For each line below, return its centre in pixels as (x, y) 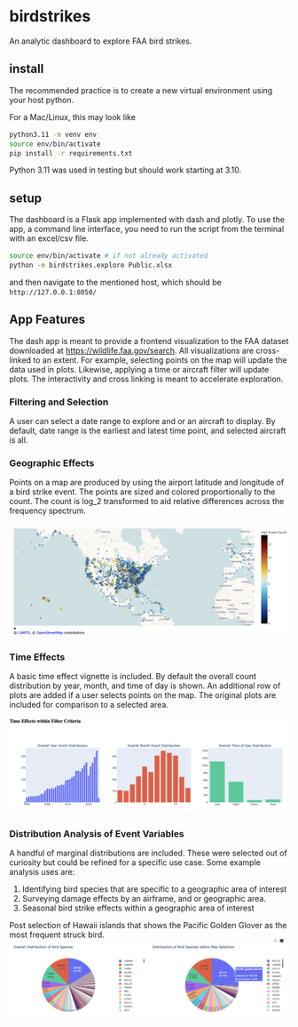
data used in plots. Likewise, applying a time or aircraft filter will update (139, 369)
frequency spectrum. (47, 511)
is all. (19, 440)
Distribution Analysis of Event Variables (97, 834)
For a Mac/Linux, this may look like (72, 116)
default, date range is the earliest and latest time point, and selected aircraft (148, 431)
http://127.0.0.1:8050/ (53, 292)
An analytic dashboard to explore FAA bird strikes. (101, 41)
